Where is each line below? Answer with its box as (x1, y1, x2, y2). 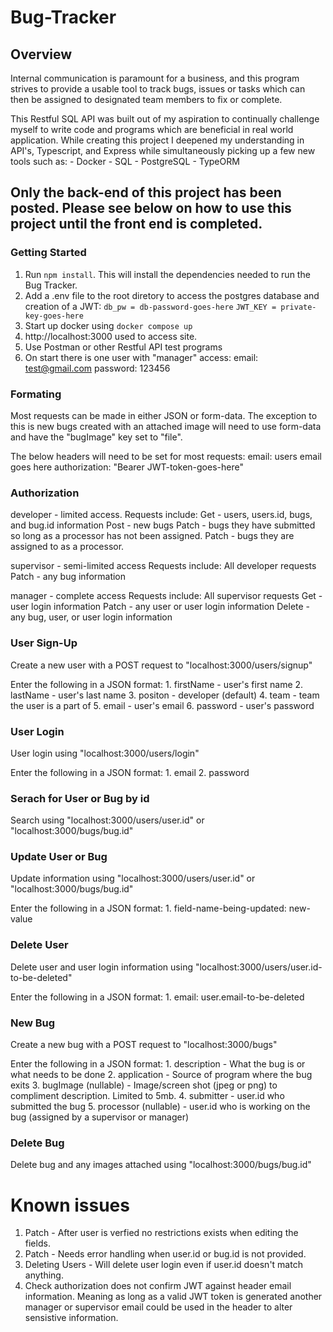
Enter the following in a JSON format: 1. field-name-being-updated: (10, 902, 287, 915)
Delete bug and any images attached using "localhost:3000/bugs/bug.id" (10, 1159, 312, 1171)
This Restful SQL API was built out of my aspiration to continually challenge (10, 113, 320, 125)
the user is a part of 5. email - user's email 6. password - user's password (10, 699, 315, 711)
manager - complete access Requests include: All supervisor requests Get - (10, 590, 323, 602)
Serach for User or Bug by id (10, 791, 150, 805)
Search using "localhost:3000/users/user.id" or (10, 814, 205, 826)
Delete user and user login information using (10, 961, 193, 973)
